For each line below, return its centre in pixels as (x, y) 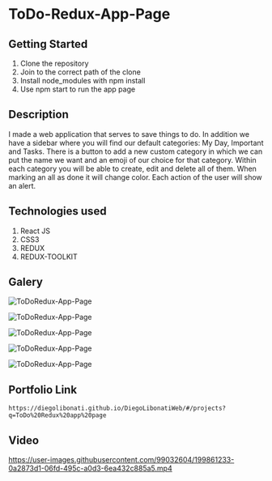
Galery (25, 282)
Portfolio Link (43, 389)
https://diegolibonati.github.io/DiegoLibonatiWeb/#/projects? (117, 409)
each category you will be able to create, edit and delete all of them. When (133, 168)
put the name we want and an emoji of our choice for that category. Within (132, 160)
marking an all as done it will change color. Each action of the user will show (136, 177)
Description (38, 115)
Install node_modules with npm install (83, 81)
